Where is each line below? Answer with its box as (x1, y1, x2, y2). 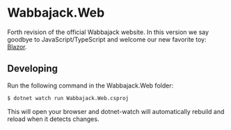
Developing (7, 63, 58, 74)
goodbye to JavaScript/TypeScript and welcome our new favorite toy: (7, 35, 207, 43)
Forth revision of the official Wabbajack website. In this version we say (7, 28, 209, 36)
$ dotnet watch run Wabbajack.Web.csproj (7, 95, 129, 101)
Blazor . (7, 42, 27, 51)
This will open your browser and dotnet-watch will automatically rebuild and (7, 107, 225, 115)
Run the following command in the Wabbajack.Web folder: (7, 81, 174, 90)
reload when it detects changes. (7, 115, 99, 123)
